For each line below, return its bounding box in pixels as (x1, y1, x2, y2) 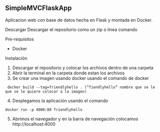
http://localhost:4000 (12, 121, 56, 127)
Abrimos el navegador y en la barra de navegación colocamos (12, 116, 139, 122)
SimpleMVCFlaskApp (5, 4, 72, 12)
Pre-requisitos (5, 36, 34, 42)
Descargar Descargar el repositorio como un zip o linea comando (5, 27, 138, 33)
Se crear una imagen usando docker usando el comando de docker (12, 75, 149, 81)
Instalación (5, 55, 28, 61)
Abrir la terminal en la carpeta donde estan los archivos (12, 70, 125, 76)
